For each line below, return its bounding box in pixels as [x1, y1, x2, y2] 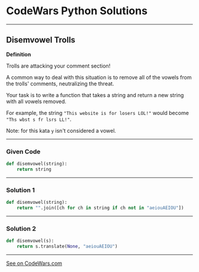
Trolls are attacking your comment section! [6, 62, 111, 69]
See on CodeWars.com [6, 260, 62, 267]
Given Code [6, 147, 41, 155]
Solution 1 [6, 185, 35, 194]
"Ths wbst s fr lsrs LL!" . [6, 116, 72, 123]
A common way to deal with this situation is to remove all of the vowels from [6, 73, 192, 81]
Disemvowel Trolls [6, 35, 76, 45]
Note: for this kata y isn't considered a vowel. [6, 127, 117, 134]
